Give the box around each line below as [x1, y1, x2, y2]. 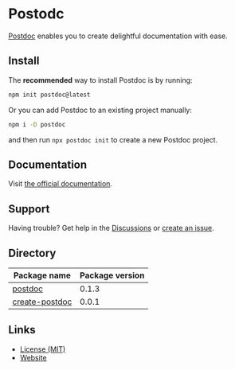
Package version [79, 270, 145, 281]
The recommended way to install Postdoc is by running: [8, 75, 193, 84]
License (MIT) [19, 344, 66, 354]
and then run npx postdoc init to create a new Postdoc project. [8, 134, 218, 144]
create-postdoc [12, 296, 72, 307]
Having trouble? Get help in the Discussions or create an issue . [8, 224, 215, 233]
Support [8, 202, 50, 216]
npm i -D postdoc [8, 120, 66, 128]
